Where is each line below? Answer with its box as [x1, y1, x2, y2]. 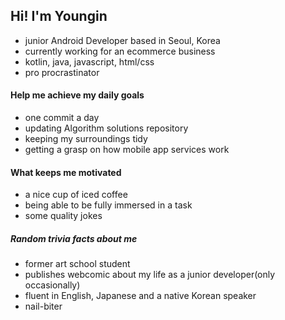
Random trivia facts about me [10, 232, 138, 244]
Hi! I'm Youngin [10, 8, 108, 25]
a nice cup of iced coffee [24, 189, 128, 201]
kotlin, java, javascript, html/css [24, 55, 155, 68]
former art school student [24, 258, 131, 270]
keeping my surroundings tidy [24, 133, 148, 145]
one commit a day [24, 112, 100, 124]
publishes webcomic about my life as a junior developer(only [24, 269, 276, 281]
